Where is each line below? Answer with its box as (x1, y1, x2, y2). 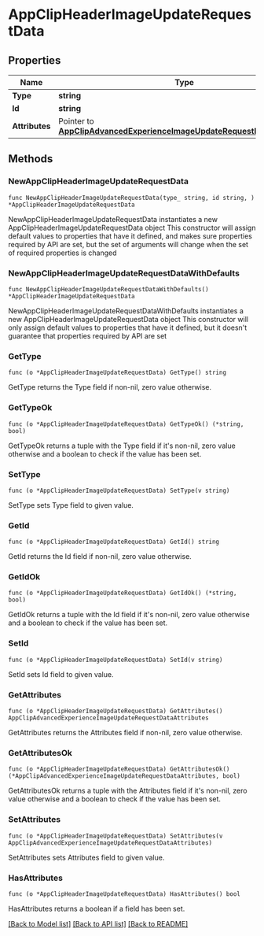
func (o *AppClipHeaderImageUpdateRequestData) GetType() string (8, 368, 226, 377)
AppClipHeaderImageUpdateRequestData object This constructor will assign (8, 223, 256, 232)
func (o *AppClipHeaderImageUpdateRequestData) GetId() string (8, 538, 220, 546)
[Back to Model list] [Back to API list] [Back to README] (8, 919, 189, 928)
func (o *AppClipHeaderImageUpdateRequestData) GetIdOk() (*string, (8, 589, 237, 597)
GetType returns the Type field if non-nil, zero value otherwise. (8, 383, 212, 392)
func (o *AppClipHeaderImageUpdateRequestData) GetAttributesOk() (8, 765, 230, 773)
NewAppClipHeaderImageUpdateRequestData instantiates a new (8, 214, 218, 224)
